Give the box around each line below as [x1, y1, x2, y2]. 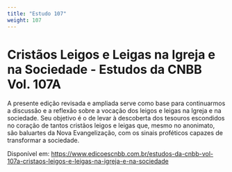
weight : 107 [7, 17, 42, 24]
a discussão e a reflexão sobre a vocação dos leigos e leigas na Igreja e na [7, 107, 222, 115]
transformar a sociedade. [7, 136, 80, 145]
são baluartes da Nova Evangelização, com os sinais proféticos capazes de [7, 129, 224, 137]
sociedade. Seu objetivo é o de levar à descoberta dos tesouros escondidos [7, 114, 225, 123]
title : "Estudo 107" [7, 10, 67, 17]
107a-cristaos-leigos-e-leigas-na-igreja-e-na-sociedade [7, 157, 169, 166]
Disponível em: [7, 150, 50, 158]
